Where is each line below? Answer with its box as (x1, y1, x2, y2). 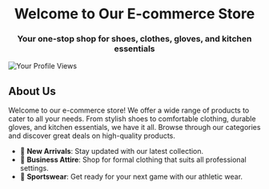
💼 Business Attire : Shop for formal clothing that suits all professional (19, 155, 247, 164)
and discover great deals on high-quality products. (8, 131, 176, 140)
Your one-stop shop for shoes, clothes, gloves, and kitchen (17, 33, 252, 45)
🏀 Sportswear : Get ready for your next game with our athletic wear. (19, 172, 243, 182)
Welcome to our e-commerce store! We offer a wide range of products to (8, 105, 250, 116)
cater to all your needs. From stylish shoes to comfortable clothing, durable (8, 114, 256, 124)
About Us (8, 85, 56, 98)
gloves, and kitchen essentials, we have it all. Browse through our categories (8, 123, 261, 132)
